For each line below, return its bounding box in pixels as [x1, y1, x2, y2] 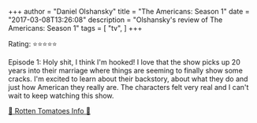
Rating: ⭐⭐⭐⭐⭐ [8, 39, 58, 48]
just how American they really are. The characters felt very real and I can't [8, 83, 249, 91]
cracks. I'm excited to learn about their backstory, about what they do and [8, 74, 248, 84]
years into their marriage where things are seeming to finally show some [8, 66, 243, 75]
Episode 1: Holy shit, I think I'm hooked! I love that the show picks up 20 [8, 58, 240, 66]
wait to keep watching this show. [8, 91, 114, 100]
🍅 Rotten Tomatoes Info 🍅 [8, 106, 91, 115]
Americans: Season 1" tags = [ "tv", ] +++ [8, 24, 143, 32]
